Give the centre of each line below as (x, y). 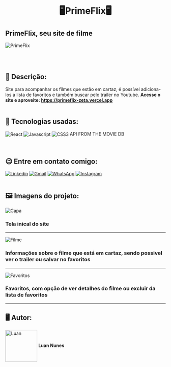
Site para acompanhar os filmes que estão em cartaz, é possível (73, 89)
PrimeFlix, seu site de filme (49, 33)
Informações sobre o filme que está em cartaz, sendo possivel (84, 253)
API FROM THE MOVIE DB (97, 134)
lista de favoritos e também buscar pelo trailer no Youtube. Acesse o (88, 95)
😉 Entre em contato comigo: (51, 161)
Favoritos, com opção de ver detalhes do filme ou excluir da (80, 289)
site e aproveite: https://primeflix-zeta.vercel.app (59, 100)
